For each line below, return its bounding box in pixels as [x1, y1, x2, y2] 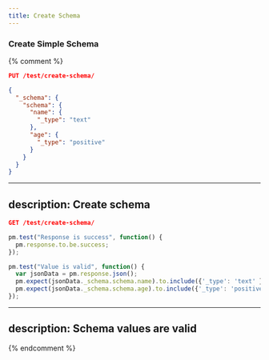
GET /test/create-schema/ [8, 219, 94, 227]
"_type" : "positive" [37, 138, 106, 146]
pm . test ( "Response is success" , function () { [8, 233, 163, 241]
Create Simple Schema [8, 38, 99, 49]
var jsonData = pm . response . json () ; [15, 270, 138, 278]
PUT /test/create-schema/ [8, 71, 94, 80]
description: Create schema [8, 198, 151, 211]
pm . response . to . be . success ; [15, 241, 110, 249]
